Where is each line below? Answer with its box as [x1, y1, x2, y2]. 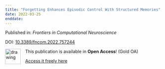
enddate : [5, 16, 23, 21]
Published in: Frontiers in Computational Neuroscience [5, 30, 117, 36]
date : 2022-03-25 [5, 12, 41, 17]
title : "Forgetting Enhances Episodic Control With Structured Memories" [5, 7, 161, 12]
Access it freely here [25, 58, 68, 64]
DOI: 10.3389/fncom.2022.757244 [5, 39, 75, 45]
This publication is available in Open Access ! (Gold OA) [25, 48, 139, 54]
